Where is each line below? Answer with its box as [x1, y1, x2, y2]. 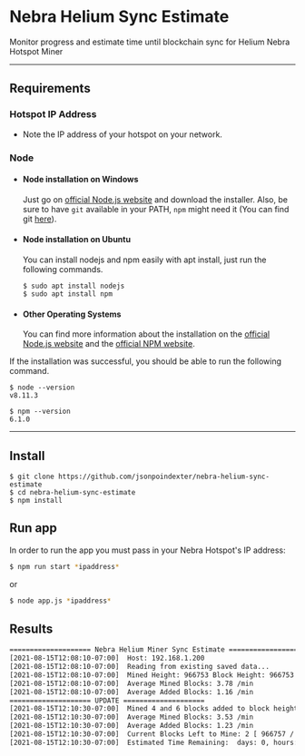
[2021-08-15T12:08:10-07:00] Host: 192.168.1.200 [9, 653, 205, 663]
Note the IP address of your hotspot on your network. [22, 129, 222, 140]
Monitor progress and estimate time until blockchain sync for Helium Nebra [9, 36, 290, 47]
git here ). [22, 213, 57, 224]
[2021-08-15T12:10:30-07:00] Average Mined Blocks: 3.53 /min [9, 712, 254, 722]
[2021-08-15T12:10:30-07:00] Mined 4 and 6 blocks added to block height [9, 704, 299, 713]
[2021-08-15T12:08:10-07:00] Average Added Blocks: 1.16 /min [9, 687, 254, 696]
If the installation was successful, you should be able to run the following [9, 356, 282, 367]
